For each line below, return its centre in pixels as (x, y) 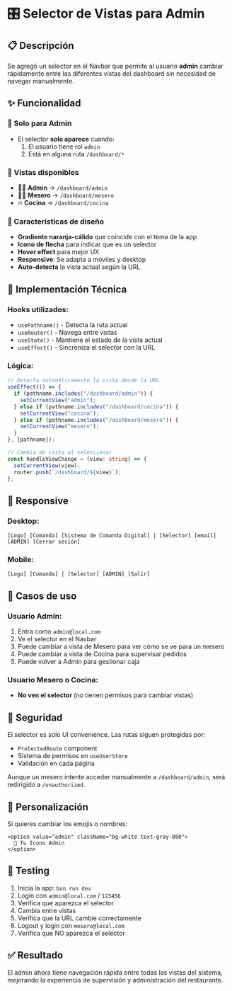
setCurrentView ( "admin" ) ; (58, 400)
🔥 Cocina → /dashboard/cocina (63, 202)
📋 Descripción (41, 46)
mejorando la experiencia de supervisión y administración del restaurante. (115, 980)
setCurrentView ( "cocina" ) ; (60, 413)
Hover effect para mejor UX (58, 252)
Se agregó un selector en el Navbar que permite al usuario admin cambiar (116, 66)
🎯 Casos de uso (42, 596)
